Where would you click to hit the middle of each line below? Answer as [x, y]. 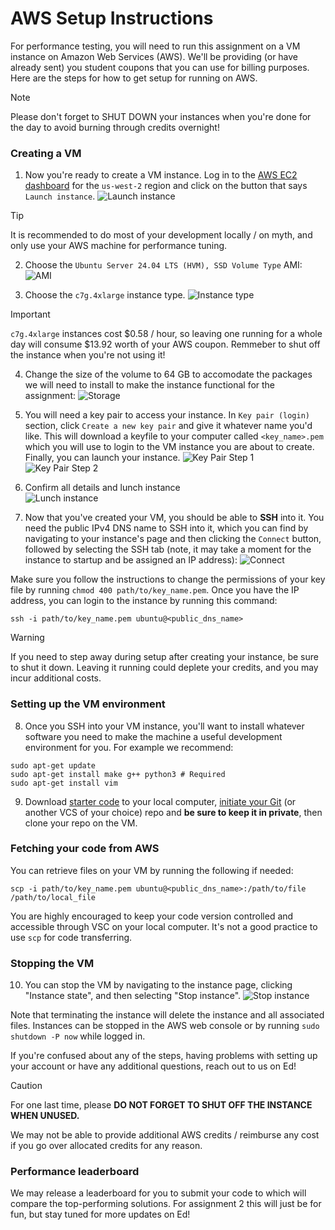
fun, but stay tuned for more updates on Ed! [100, 1214]
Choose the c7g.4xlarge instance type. [105, 295]
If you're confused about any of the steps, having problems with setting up [164, 1056]
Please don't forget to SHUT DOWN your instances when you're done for [161, 116]
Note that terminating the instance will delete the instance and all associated [167, 1015]
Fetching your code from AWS [85, 849]
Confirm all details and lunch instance [102, 488]
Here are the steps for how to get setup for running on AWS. [134, 78]
